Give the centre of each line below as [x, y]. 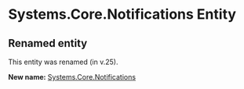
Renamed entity [48, 43]
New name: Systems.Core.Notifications [72, 77]
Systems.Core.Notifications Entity [122, 14]
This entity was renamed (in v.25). [63, 62]
